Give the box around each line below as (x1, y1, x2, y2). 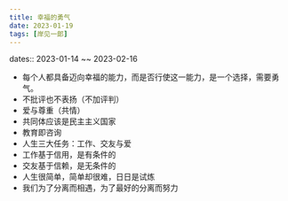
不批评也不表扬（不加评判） (21, 94, 124, 104)
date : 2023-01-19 (9, 21, 74, 30)
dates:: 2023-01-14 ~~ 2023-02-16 (9, 54, 138, 65)
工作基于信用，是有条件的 (21, 150, 116, 160)
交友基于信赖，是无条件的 (21, 160, 116, 171)
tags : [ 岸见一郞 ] (9, 29, 68, 38)
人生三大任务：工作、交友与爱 (21, 138, 132, 149)
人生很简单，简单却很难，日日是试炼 (21, 172, 156, 182)
